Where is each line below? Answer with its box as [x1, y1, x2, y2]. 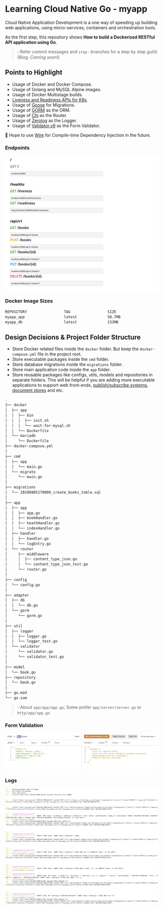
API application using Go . [5, 39, 57, 45]
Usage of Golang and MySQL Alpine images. [12, 86, 102, 92]
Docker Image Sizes [5, 298, 53, 304]
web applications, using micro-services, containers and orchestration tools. [5, 24, 157, 30]
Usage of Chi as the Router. [12, 112, 68, 118]
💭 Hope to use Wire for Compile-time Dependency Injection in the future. [5, 132, 151, 138]
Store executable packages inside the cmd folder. [12, 357, 109, 362]
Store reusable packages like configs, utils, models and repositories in [12, 372, 153, 378]
